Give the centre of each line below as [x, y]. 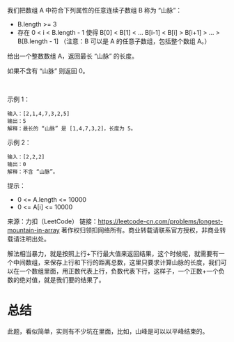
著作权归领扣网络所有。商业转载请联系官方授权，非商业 [141, 230]
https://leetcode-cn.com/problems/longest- [161, 221]
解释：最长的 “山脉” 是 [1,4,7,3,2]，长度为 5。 [72, 128]
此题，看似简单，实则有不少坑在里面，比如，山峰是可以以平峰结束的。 [108, 331]
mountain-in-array [34, 230]
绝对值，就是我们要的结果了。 [62, 280]
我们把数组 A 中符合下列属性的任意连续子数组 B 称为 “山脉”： [95, 10]
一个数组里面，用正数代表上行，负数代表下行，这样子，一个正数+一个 [119, 271]
